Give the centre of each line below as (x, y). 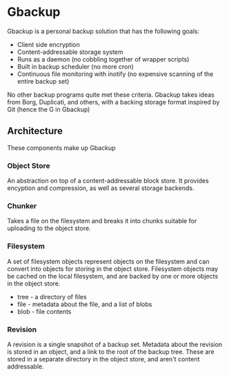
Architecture (35, 131)
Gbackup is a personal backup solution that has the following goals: (103, 31)
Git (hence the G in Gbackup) (49, 109)
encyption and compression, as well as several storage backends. (101, 188)
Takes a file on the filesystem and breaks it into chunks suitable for (102, 221)
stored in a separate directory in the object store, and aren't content (103, 359)
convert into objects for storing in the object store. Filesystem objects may (113, 269)
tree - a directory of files (52, 297)
